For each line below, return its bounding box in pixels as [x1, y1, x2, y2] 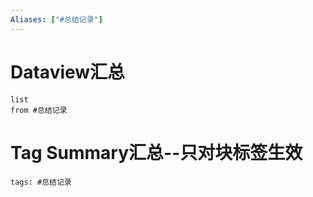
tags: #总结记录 [10, 177, 72, 187]
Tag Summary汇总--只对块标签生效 [10, 141, 303, 164]
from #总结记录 [10, 105, 68, 115]
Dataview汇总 [10, 61, 126, 83]
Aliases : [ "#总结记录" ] [10, 14, 103, 25]
